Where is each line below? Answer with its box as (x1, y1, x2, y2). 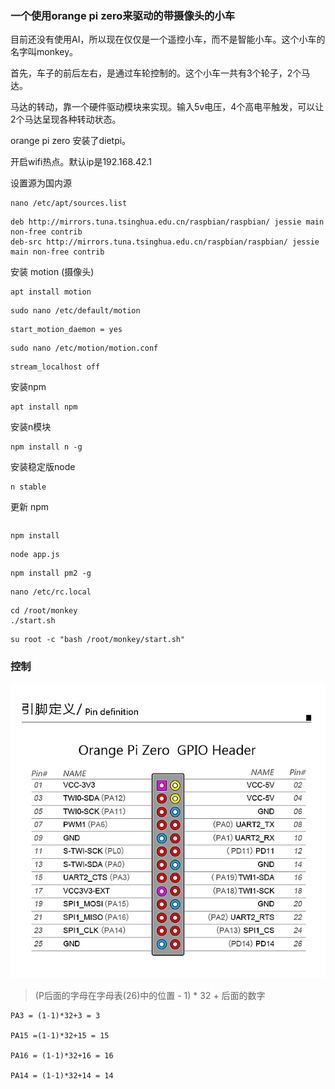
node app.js (10, 550, 60, 560)
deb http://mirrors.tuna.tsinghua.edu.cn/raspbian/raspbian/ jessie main (10, 217, 325, 227)
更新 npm (10, 501, 50, 513)
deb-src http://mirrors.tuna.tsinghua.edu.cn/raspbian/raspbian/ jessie (10, 237, 320, 247)
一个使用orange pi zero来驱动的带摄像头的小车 (10, 8, 236, 22)
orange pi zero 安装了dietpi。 (10, 135, 132, 147)
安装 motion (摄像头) (10, 266, 95, 278)
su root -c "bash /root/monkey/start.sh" (10, 635, 186, 645)
